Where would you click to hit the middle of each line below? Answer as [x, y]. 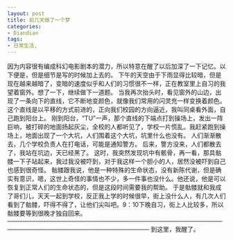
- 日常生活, [23, 46]
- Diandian [23, 33]
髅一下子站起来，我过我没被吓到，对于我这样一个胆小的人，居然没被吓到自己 [116, 161]
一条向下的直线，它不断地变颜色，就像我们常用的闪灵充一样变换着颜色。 [122, 101]
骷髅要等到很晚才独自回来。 [47, 213]
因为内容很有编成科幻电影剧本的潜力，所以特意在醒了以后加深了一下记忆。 [113, 66]
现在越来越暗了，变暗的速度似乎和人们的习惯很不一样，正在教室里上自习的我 [116, 83]
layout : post [26, 13]
